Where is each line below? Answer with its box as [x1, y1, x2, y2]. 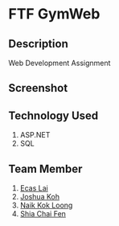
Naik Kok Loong [19, 200, 73, 210]
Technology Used [8, 109, 99, 122]
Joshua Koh [19, 192, 60, 202]
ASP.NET [19, 130, 51, 140]
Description [8, 37, 68, 51]
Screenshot [8, 81, 68, 95]
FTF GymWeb [8, 5, 101, 23]
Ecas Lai [19, 183, 48, 193]
